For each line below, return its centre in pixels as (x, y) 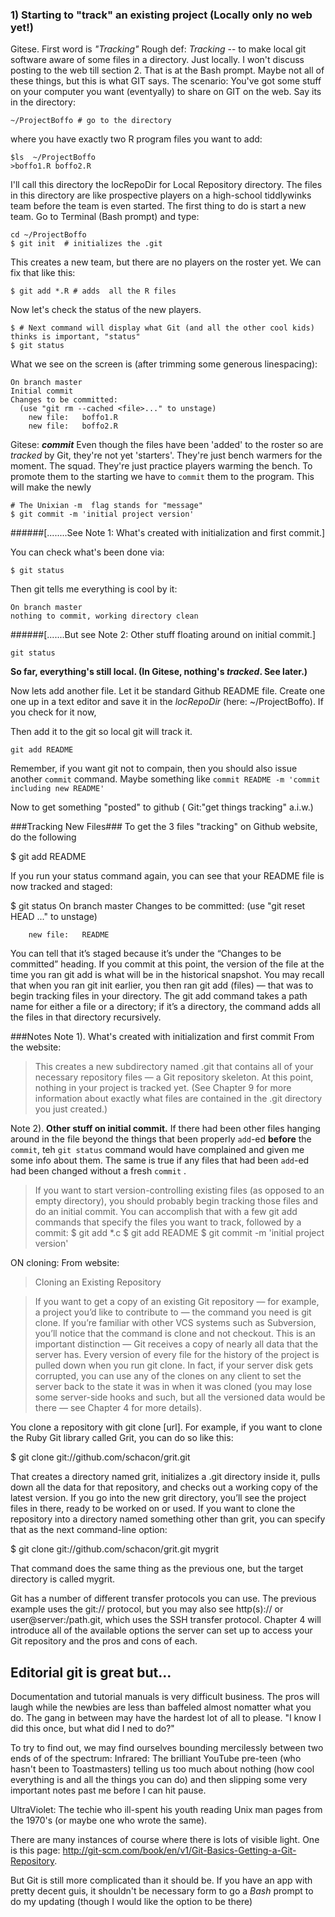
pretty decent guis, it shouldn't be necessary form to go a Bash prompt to (162, 1891)
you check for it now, (53, 712)
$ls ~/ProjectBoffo (53, 158)
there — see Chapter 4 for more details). (118, 1408)
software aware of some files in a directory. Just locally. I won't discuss (157, 60)
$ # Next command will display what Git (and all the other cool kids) (162, 328)
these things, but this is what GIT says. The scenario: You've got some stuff (166, 81)
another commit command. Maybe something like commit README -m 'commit (165, 779)
